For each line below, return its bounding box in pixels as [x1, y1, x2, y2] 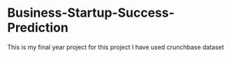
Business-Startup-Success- [7, 5, 175, 21]
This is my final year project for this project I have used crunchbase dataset [7, 43, 225, 51]
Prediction [7, 20, 68, 36]
